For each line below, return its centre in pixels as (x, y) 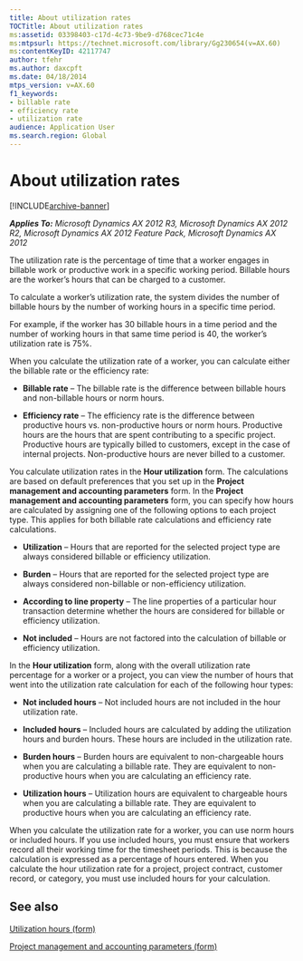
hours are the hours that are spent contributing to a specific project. (149, 434)
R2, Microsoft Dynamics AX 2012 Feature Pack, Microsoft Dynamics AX (143, 233)
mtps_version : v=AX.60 (52, 85)
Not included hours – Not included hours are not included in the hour (151, 702)
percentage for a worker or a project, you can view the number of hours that (151, 675)
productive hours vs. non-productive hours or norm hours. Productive (152, 425)
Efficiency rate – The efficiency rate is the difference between (138, 415)
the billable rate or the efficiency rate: (79, 370)
